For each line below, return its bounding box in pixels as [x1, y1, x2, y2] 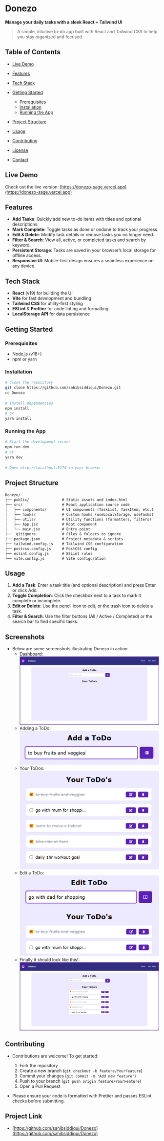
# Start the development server [5, 439, 71, 444]
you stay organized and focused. [17, 34, 83, 40]
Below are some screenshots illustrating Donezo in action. [12, 646, 129, 652]
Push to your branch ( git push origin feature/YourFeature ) [19, 1078, 142, 1084]
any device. [12, 263, 36, 269]
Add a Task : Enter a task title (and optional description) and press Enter [12, 582, 156, 588]
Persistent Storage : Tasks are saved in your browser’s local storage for [12, 248, 156, 253]
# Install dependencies [5, 401, 54, 406]
